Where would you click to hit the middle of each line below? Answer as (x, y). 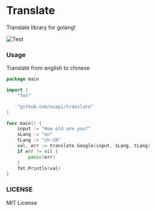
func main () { (24, 123)
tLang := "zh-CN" (39, 140)
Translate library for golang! (41, 27)
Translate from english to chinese (48, 68)
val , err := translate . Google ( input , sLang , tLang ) (84, 146)
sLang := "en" (35, 135)
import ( (17, 90)
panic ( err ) (42, 157)
